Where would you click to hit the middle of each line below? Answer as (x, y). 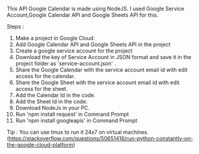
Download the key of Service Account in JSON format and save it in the (103, 57)
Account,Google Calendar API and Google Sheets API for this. (83, 15)
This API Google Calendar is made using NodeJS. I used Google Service (96, 9)
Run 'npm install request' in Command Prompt (72, 114)
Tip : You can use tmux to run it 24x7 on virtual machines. (78, 132)
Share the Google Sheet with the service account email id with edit (97, 82)
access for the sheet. (42, 89)
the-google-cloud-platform (40, 145)
